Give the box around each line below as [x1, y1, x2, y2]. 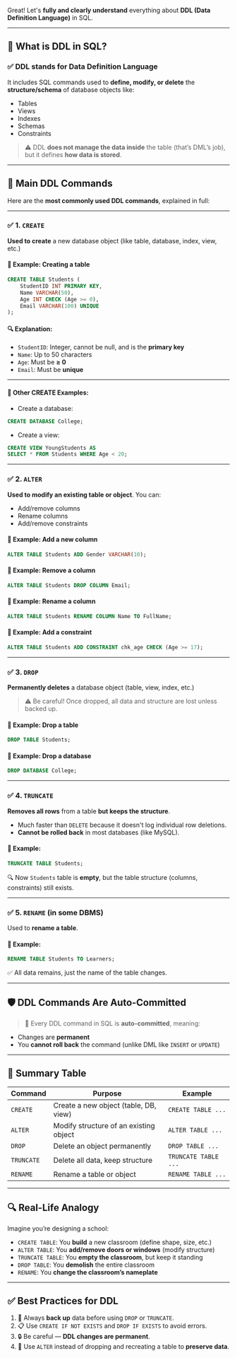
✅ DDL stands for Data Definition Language [7, 62, 159, 71]
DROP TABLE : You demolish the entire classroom [17, 1260, 155, 1269]
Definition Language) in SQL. [7, 13, 93, 22]
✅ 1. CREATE [7, 221, 44, 231]
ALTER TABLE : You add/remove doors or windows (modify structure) [17, 1245, 215, 1254]
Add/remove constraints [17, 519, 88, 528]
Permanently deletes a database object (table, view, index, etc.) [7, 683, 195, 692]
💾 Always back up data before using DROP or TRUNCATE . [17, 1313, 174, 1322]
